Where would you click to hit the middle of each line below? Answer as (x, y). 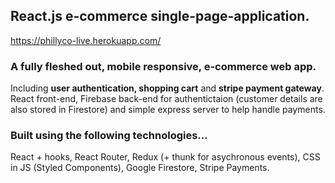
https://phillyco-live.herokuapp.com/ (86, 40)
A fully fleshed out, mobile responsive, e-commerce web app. (163, 66)
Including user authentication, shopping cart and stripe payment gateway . (167, 88)
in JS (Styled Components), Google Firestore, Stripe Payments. (140, 168)
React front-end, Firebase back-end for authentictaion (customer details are (166, 99)
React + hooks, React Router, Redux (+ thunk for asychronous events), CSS (165, 157)
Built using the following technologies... (109, 136)
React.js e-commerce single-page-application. (160, 16)
